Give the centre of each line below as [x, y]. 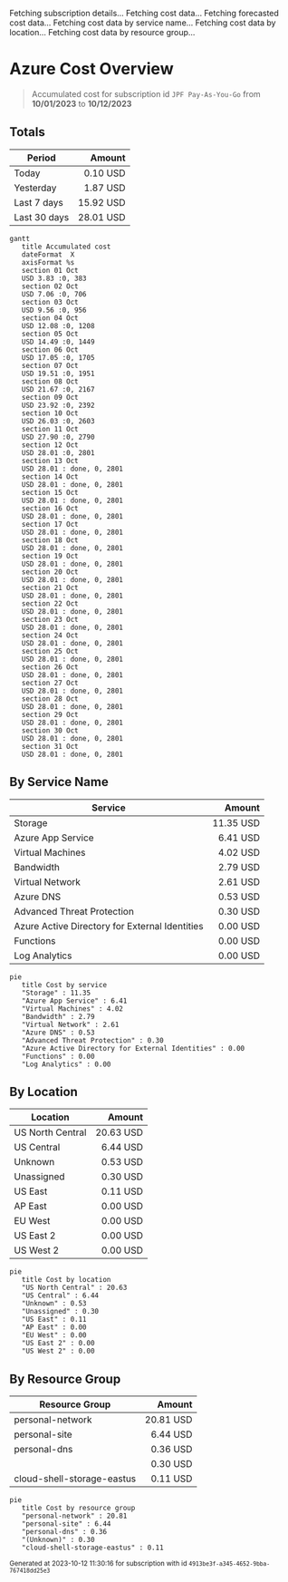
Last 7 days [38, 202]
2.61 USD [239, 881]
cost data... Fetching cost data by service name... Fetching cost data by [143, 23]
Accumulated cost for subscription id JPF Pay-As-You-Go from [146, 93]
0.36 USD [172, 1450]
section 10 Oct [50, 413]
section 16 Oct [50, 508]
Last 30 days [42, 217]
